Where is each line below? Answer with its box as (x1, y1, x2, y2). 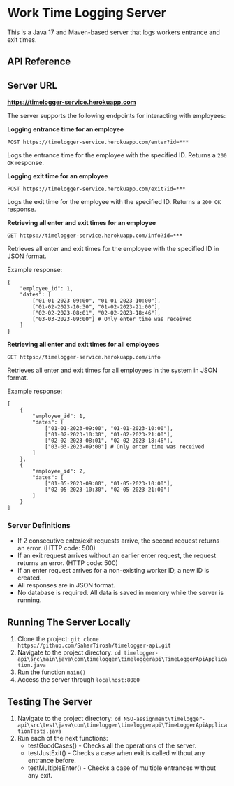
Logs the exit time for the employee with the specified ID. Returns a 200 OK (7, 198, 221, 206)
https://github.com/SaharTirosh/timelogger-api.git (17, 642, 171, 650)
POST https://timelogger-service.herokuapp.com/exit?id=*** (7, 185, 187, 193)
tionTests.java (17, 728, 62, 735)
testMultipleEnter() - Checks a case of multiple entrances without (27, 764, 217, 772)
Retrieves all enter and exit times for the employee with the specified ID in (7, 245, 219, 253)
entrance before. (27, 757, 77, 765)
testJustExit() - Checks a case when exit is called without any (27, 749, 205, 757)
